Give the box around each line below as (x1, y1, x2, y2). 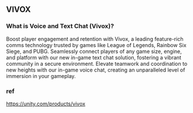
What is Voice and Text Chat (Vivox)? (6, 22, 114, 30)
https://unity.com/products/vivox (6, 100, 86, 107)
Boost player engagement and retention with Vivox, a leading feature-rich (6, 35, 184, 43)
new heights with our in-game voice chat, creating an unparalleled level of (6, 66, 185, 73)
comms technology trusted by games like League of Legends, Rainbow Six (6, 41, 187, 48)
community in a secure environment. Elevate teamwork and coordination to (6, 60, 188, 67)
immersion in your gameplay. (6, 72, 76, 79)
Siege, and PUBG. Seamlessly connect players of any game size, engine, (6, 48, 182, 55)
